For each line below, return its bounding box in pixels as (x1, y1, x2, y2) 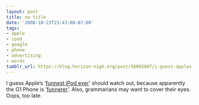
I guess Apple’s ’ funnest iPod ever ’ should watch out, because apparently (6, 80, 185, 87)
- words (6, 58, 25, 64)
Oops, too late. (6, 92, 43, 99)
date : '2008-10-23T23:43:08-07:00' (6, 19, 94, 25)
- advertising (6, 52, 41, 58)
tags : (6, 25, 20, 31)
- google (6, 42, 28, 48)
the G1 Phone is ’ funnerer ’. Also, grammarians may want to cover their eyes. (6, 86, 191, 93)
